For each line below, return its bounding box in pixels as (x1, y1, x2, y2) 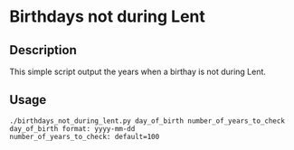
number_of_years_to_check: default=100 (9, 132, 160, 141)
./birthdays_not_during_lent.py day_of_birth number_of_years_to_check (9, 116, 285, 126)
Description (9, 42, 77, 58)
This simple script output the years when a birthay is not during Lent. (9, 66, 267, 77)
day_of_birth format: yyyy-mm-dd (9, 124, 136, 133)
